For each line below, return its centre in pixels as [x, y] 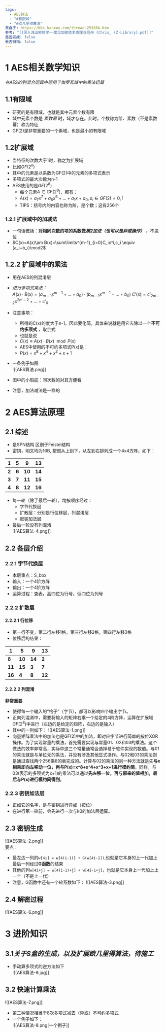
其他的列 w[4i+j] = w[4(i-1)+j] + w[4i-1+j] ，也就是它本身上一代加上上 [85, 870]
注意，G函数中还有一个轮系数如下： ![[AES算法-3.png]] [68, 882]
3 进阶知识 [26, 934]
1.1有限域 [18, 99]
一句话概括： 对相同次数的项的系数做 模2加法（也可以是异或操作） [78, 231]
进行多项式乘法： [30, 288]
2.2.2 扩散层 [20, 608]
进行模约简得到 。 [47, 780]
